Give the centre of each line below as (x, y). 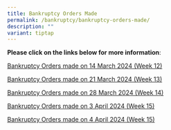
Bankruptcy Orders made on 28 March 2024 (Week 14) (85, 93)
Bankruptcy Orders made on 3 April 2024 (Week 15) (81, 106)
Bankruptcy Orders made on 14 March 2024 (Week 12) (85, 66)
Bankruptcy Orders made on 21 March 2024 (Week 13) (85, 80)
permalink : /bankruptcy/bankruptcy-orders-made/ (79, 20)
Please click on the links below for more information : (84, 53)
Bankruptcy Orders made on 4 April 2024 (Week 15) (81, 120)
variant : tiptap (30, 33)
